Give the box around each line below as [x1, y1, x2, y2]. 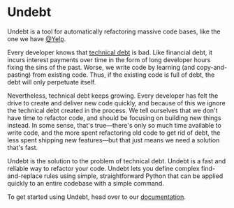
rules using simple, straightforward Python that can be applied [44, 172, 224, 180]
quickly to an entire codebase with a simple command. [7, 179, 164, 187]
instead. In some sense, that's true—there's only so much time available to [7, 121, 221, 129]
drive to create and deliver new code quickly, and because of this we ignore [7, 98, 226, 107]
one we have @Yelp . [7, 34, 66, 43]
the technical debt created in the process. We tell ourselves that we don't [7, 106, 218, 114]
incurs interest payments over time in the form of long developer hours [7, 55, 211, 64]
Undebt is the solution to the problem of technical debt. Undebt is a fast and [7, 156, 226, 165]
